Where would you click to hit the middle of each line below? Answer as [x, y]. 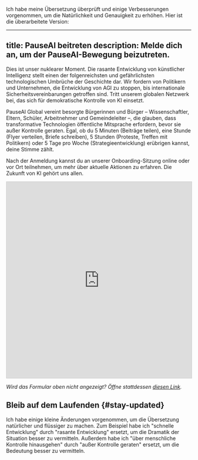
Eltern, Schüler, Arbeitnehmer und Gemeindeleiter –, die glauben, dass [91, 118]
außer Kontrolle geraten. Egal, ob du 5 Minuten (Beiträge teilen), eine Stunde [98, 130]
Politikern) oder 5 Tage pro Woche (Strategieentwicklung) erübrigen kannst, [98, 143]
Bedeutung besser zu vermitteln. [46, 451]
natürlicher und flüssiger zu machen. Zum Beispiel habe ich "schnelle [90, 426]
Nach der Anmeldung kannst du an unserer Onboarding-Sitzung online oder [98, 160]
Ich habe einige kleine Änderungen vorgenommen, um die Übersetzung [93, 419]
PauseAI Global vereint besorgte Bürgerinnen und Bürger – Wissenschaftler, [98, 111]
